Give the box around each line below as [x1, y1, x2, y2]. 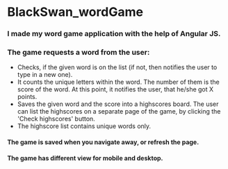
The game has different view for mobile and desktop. [7, 154, 163, 162]
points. [17, 93, 38, 101]
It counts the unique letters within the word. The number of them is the [17, 78, 220, 87]
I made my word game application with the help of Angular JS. [7, 29, 221, 39]
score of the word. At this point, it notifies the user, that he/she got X [17, 85, 214, 94]
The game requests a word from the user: [7, 48, 150, 57]
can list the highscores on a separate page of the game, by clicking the [17, 107, 221, 116]
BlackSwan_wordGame [7, 4, 144, 20]
